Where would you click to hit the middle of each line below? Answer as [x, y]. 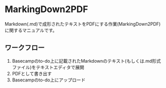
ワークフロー [25, 48]
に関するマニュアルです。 [31, 30]
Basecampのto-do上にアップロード [49, 80]
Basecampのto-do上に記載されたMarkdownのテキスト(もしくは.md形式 [86, 61]
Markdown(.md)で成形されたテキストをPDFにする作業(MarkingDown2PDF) [83, 24]
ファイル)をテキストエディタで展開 [48, 67]
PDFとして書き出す [32, 73]
